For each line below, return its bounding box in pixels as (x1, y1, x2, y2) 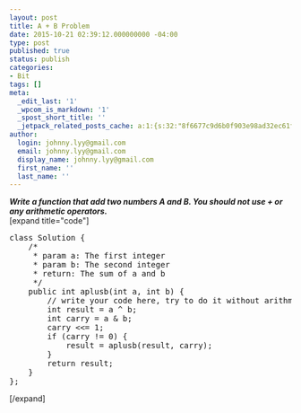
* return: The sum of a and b (32, 268, 166, 279)
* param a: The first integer (32, 250, 166, 261)
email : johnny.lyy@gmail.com (17, 146, 126, 155)
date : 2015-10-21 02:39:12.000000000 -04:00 (9, 30, 178, 39)
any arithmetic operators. (9, 206, 107, 216)
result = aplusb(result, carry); (65, 340, 213, 351)
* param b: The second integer (32, 259, 170, 270)
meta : (9, 88, 30, 97)
